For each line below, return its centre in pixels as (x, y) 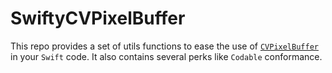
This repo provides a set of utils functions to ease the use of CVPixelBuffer (164, 46)
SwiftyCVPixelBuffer (98, 18)
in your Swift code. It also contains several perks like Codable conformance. (166, 56)
